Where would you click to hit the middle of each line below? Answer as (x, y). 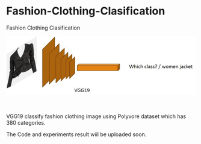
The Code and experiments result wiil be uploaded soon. (76, 134)
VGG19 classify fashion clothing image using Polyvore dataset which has (96, 116)
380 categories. (26, 122)
